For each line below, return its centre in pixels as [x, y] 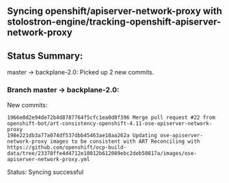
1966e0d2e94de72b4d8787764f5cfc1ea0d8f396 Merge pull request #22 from [111, 117]
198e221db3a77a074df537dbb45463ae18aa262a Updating [82, 135]
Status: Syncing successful [45, 172]
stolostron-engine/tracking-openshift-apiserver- [114, 22]
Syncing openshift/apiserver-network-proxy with [114, 11]
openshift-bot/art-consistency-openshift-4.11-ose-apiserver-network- [110, 123]
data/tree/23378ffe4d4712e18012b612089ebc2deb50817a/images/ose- [102, 153]
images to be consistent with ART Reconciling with [125, 141]
